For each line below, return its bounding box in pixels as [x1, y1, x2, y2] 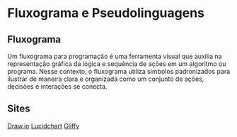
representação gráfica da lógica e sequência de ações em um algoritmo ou [7, 60, 226, 68]
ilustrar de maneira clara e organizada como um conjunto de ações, [7, 75, 204, 83]
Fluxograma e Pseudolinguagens [7, 5, 205, 21]
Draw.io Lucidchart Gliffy [7, 121, 80, 130]
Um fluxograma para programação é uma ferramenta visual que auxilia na [7, 52, 222, 60]
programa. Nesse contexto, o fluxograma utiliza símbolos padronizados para [7, 67, 231, 75]
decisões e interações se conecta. [7, 82, 108, 90]
